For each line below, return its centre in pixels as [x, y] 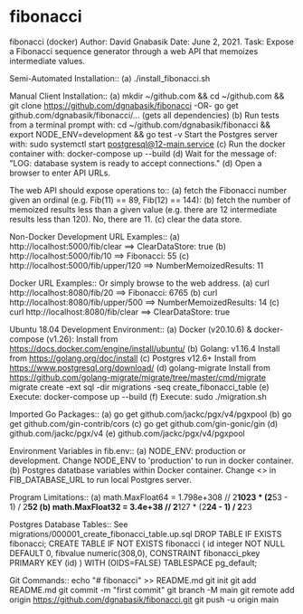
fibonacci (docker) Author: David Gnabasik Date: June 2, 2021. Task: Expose [152, 42]
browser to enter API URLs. [60, 173]
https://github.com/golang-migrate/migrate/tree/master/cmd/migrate [138, 377]
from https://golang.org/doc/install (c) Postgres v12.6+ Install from [133, 358]
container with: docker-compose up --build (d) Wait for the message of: [143, 153]
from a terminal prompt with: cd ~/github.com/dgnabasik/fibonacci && [140, 125]
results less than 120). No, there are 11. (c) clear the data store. [126, 219]
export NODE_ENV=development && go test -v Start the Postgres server [144, 134]
